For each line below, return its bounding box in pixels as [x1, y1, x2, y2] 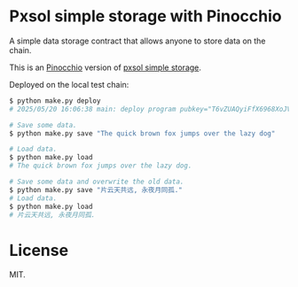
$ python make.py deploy [9, 96, 101, 105]
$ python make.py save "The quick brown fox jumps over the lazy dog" [9, 128, 276, 138]
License [9, 240, 69, 260]
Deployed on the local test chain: [9, 79, 129, 89]
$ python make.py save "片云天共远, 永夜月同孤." [9, 185, 184, 194]
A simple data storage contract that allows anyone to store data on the [9, 35, 266, 46]
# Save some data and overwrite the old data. [9, 177, 184, 187]
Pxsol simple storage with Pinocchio [9, 6, 282, 27]
